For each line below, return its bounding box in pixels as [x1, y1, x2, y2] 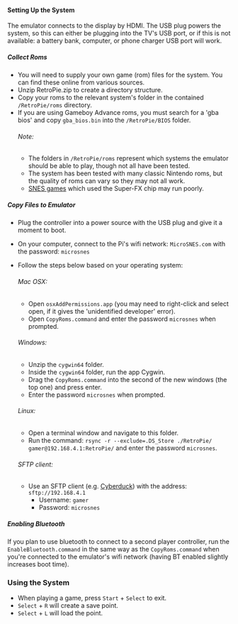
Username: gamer [38, 496, 89, 504]
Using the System [7, 578, 70, 588]
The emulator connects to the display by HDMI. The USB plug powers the [7, 21, 222, 30]
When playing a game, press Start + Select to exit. [17, 593, 167, 603]
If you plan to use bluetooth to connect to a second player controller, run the [7, 537, 230, 546]
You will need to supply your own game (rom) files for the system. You [17, 71, 223, 80]
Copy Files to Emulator [7, 200, 76, 209]
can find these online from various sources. [17, 78, 145, 87]
